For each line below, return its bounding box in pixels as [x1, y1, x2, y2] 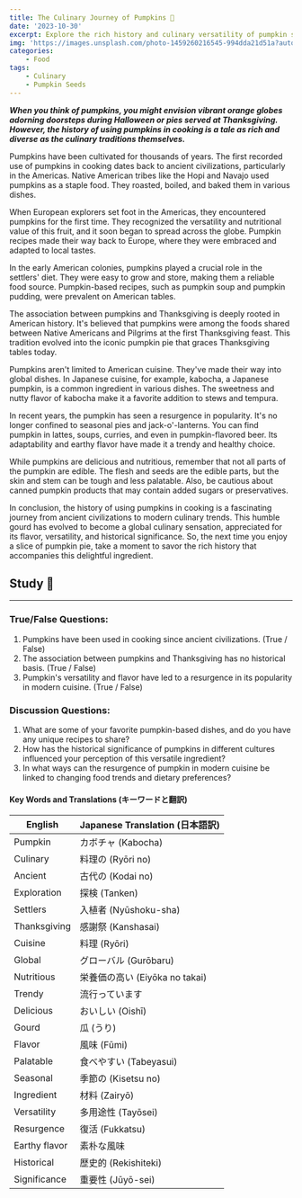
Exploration [13, 887, 62, 899]
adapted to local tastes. [9, 245, 96, 255]
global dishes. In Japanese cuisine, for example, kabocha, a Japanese [9, 373, 270, 384]
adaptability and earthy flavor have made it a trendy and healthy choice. [9, 438, 276, 450]
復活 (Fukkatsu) [79, 1123, 146, 1136]
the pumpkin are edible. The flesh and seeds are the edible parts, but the [9, 465, 280, 477]
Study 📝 [9, 577, 55, 592]
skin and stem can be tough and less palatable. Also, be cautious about [9, 475, 274, 486]
